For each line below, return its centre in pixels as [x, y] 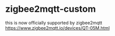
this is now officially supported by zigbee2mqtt [54, 23]
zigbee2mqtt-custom [51, 9]
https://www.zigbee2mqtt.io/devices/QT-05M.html [57, 28]
